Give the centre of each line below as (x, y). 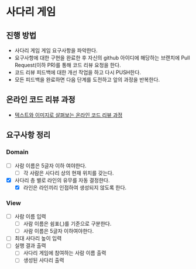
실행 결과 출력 (30, 246)
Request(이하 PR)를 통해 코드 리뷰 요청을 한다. (68, 65)
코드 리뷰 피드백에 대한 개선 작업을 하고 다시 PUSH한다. (78, 72)
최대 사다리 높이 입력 (38, 238)
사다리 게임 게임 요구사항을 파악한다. (56, 50)
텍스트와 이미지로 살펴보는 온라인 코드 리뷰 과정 (68, 115)
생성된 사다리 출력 (44, 260)
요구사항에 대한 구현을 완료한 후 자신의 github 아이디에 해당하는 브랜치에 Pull (102, 58)
